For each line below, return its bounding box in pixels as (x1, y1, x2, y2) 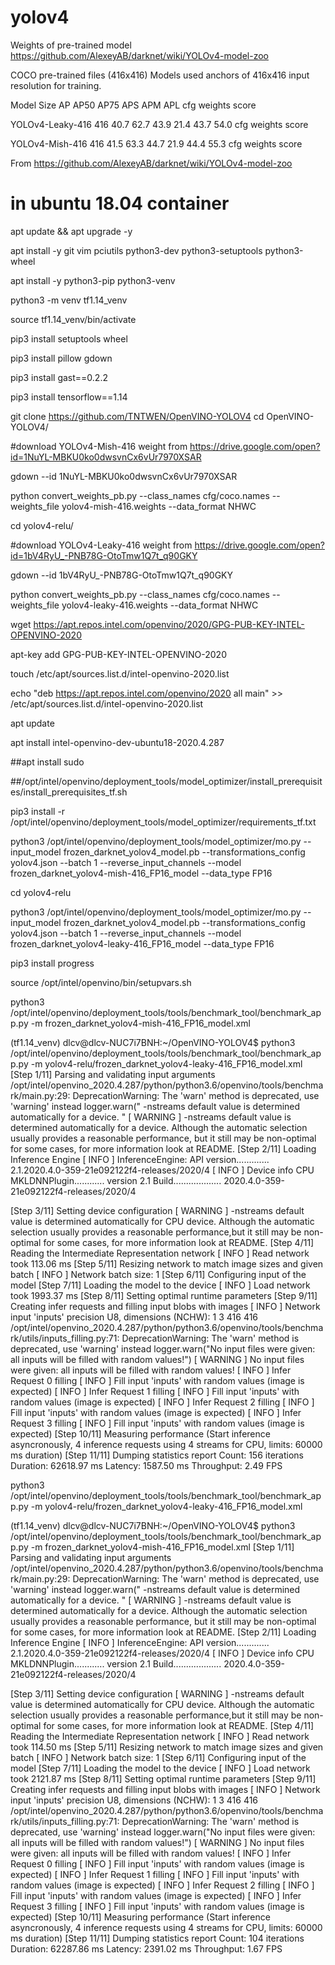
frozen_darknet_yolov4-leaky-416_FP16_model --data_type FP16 (10, 937, 275, 950)
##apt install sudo (10, 756, 85, 768)
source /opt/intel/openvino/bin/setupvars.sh (10, 976, 192, 988)
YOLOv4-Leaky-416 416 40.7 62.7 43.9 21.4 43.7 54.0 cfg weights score (10, 118, 309, 130)
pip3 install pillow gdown (10, 352, 113, 364)
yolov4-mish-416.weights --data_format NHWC (61, 500, 257, 512)
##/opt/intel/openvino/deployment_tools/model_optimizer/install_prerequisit (10, 775, 323, 787)
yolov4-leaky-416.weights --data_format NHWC (61, 599, 259, 611)
